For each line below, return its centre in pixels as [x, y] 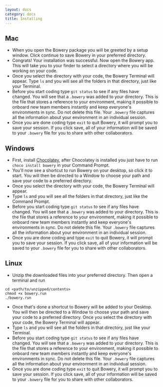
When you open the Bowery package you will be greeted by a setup [80, 50]
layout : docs [18, 10]
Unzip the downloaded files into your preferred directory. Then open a [82, 275]
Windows [20, 148]
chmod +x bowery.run [26, 293]
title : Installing [24, 19]
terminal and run [28, 280]
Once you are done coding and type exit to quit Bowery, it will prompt [82, 238]
